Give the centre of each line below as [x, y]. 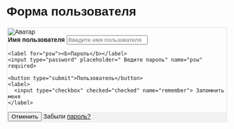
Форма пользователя [71, 12]
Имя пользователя [36, 40]
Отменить [25, 116]
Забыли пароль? [67, 116]
